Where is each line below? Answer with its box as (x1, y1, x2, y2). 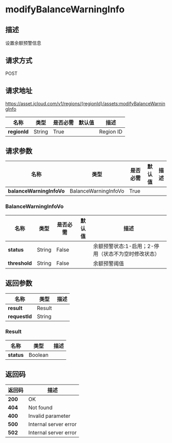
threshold (8, 259, 32, 266)
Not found (28, 404, 53, 411)
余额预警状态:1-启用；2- (93, 242, 155, 249)
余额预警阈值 (93, 260, 124, 267)
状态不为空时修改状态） (103, 250, 160, 257)
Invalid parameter (28, 412, 71, 419)
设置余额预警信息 (5, 40, 41, 46)
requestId (8, 313, 32, 320)
